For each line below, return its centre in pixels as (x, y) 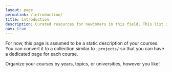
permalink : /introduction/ (34, 15)
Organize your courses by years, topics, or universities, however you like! (83, 64)
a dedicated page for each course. (42, 54)
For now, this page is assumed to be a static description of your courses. (82, 43)
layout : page (19, 10)
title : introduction (27, 19)
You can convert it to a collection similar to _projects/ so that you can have (85, 49)
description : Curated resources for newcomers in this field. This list (84, 24)
